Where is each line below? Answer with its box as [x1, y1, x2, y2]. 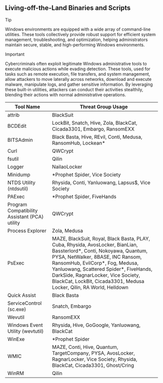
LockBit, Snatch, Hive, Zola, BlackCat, [52, 119, 137, 126]
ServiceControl [7, 300, 42, 306]
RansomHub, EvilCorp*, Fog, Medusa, [52, 259, 139, 266]
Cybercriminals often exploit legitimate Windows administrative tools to [5, 60, 147, 66]
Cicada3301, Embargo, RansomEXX [52, 125, 135, 132]
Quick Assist [7, 292, 36, 299]
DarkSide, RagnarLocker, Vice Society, [52, 271, 141, 278]
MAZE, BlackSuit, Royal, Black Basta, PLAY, [52, 235, 150, 242]
